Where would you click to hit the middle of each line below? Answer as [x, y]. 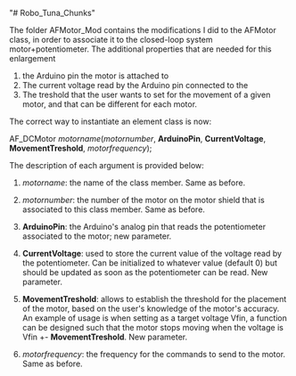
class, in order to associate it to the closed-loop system [111, 40]
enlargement [33, 58]
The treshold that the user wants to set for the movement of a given [146, 94]
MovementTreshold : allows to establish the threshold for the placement [154, 299]
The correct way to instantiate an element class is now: [111, 121]
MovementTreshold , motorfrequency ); [81, 148]
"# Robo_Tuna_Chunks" [52, 13]
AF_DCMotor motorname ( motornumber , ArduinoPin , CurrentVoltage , [137, 139]
